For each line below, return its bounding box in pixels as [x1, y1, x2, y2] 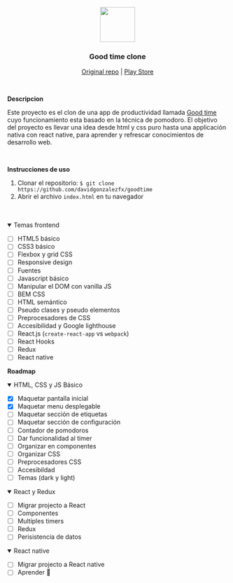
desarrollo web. [7, 138, 52, 146]
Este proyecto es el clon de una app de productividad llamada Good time [7, 109, 217, 117]
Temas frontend [13, 221, 59, 229]
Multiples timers [17, 517, 64, 526]
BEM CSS [17, 289, 45, 298]
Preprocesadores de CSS [17, 313, 91, 322]
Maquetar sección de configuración [17, 418, 121, 427]
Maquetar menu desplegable [17, 402, 101, 411]
